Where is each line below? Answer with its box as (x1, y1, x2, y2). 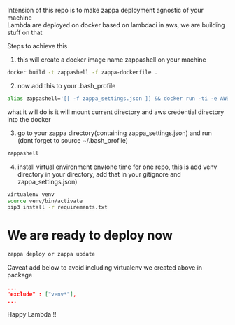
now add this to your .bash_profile (17, 81, 116, 90)
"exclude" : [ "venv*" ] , (7, 291, 77, 298)
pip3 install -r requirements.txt (7, 204, 108, 211)
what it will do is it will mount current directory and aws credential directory (7, 108, 225, 116)
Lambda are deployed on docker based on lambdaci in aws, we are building (7, 21, 225, 29)
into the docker (7, 115, 51, 123)
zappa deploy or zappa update (7, 251, 96, 258)
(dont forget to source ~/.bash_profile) (17, 136, 128, 144)
